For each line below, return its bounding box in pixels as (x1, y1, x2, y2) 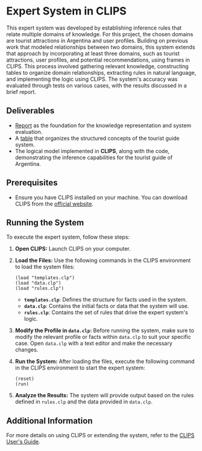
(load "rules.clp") (14, 285, 65, 292)
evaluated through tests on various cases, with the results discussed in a (6, 81, 187, 89)
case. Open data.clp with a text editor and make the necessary (14, 339, 173, 347)
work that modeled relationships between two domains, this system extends (6, 43, 195, 51)
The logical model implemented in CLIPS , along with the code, (14, 147, 170, 154)
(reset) (14, 376, 34, 382)
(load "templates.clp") (14, 275, 75, 281)
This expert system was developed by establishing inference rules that (6, 24, 182, 31)
